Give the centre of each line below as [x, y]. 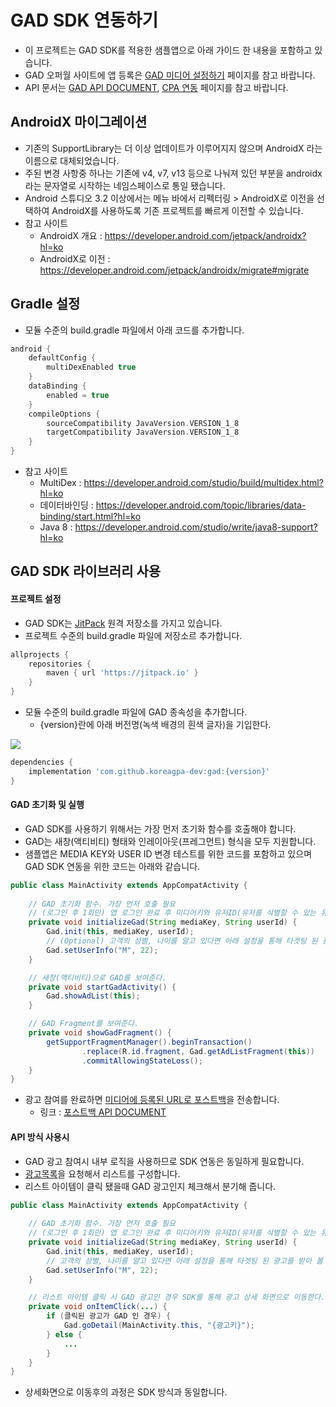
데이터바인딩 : [66, 505]
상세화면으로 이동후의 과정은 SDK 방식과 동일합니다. [126, 1392]
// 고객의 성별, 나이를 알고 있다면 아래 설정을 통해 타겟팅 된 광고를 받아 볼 [185, 1261]
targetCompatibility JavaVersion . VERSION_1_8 [143, 432]
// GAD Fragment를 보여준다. [84, 1024]
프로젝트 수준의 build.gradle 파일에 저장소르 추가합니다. [133, 635]
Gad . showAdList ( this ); [93, 996]
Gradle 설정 [45, 304]
